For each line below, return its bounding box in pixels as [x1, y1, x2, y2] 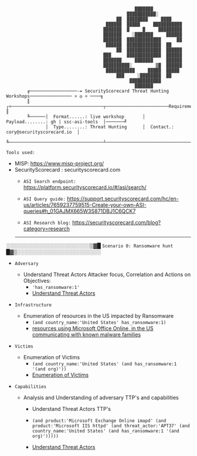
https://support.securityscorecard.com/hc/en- [67, 195, 179, 202]
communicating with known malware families [32, 331, 141, 338]
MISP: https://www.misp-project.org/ [14, 160, 104, 167]
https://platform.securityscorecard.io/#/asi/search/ [23, 184, 147, 190]
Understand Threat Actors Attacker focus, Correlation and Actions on [23, 271, 191, 278]
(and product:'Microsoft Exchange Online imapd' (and [32, 418, 167, 424]
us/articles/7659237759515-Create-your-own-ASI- [23, 202, 147, 208]
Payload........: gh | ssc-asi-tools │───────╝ [6, 119, 127, 125]
